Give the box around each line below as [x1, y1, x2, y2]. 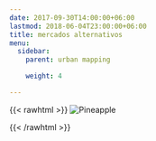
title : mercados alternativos [9, 30, 124, 39]
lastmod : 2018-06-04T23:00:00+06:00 [9, 22, 147, 31]
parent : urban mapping [25, 55, 111, 64]
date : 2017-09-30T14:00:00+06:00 [9, 13, 135, 23]
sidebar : [17, 47, 50, 56]
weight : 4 [25, 71, 63, 81]
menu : [9, 38, 30, 48]
